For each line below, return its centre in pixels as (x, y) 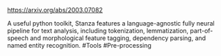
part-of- (202, 31)
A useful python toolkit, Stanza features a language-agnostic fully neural (111, 23)
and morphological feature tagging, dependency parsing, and (118, 38)
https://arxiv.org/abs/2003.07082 (55, 10)
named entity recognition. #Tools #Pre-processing (79, 45)
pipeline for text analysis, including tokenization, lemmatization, (98, 31)
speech (18, 38)
